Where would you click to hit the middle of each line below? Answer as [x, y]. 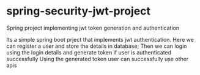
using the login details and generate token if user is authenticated [89, 52]
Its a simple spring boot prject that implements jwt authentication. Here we [100, 39]
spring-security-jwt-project [79, 11]
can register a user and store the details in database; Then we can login [97, 46]
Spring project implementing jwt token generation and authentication [93, 28]
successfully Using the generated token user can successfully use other [98, 59]
